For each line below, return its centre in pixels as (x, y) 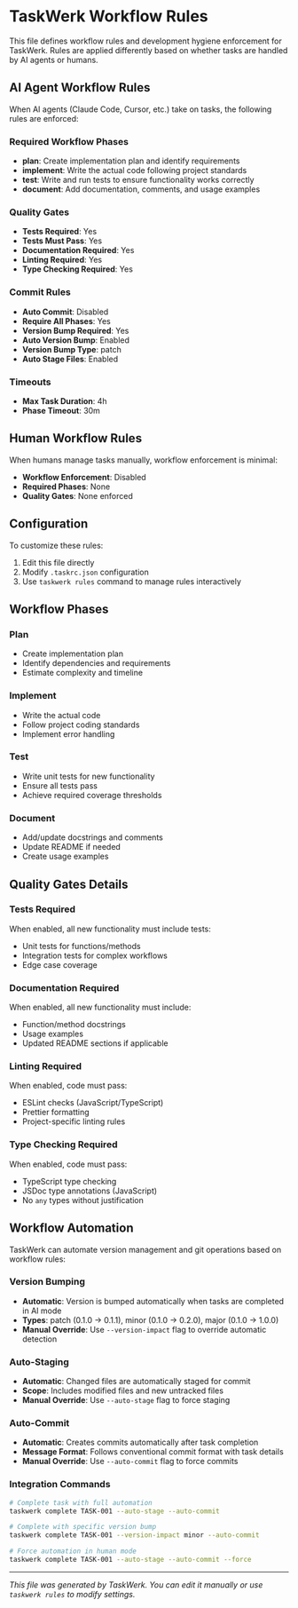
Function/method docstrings (74, 1025)
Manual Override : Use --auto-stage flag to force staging (126, 1400)
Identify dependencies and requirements (96, 663)
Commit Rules (40, 292)
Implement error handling (68, 733)
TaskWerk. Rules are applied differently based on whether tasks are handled (149, 50)
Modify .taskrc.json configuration (85, 572)
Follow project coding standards (81, 725)
